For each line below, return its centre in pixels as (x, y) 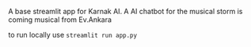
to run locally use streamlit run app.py (72, 35)
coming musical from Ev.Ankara (60, 20)
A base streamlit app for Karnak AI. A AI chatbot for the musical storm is (125, 11)
